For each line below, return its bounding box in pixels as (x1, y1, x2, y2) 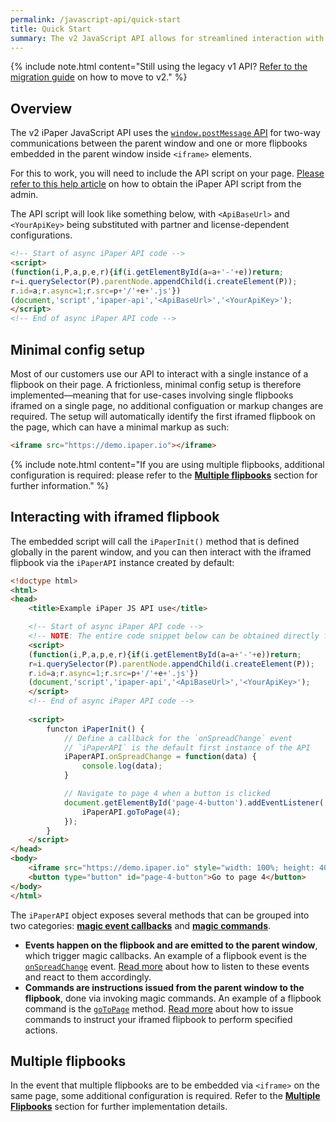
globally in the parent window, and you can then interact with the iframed (10, 546, 312, 558)
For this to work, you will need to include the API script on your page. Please (10, 167, 325, 180)
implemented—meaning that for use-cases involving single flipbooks (10, 389, 294, 401)
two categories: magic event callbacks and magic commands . (10, 919, 272, 931)
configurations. (10, 229, 73, 241)
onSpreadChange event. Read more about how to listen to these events (24, 960, 310, 972)
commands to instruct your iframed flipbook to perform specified (24, 1013, 293, 1025)
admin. (10, 189, 39, 201)
